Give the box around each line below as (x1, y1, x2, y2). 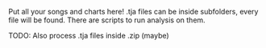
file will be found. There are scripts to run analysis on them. (8, 15, 206, 25)
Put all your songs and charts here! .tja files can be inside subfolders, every (8, 7, 259, 16)
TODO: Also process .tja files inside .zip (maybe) (8, 31, 169, 40)
